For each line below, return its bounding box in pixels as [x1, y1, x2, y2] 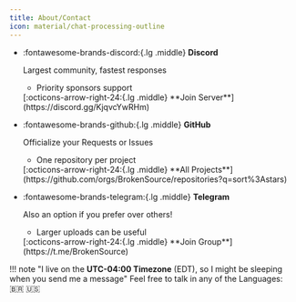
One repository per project [36, 154, 137, 165]
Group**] [198, 236, 233, 247]
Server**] [198, 92, 235, 103]
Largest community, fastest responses [22, 65, 167, 75]
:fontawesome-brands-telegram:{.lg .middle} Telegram [22, 191, 230, 202]
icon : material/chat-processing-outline [9, 22, 166, 31]
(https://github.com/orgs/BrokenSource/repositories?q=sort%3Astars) [22, 174, 288, 185]
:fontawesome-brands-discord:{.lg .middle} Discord [22, 46, 219, 57]
